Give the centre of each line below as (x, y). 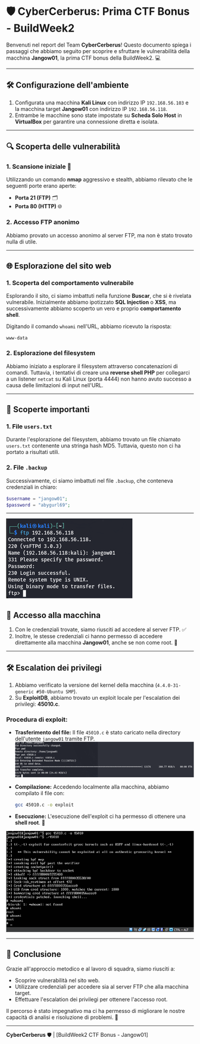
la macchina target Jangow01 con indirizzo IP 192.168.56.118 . (91, 109)
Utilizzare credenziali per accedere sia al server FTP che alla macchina (101, 986)
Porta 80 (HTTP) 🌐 (38, 206)
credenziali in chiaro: (32, 487)
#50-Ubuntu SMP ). (57, 691)
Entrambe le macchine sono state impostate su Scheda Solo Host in (99, 115)
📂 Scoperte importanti (48, 410)
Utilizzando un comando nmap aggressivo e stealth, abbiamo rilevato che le (99, 180)
